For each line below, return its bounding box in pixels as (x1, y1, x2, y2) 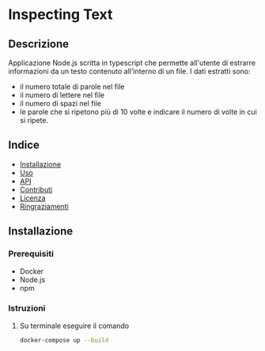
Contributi (19, 185, 53, 194)
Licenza (19, 193, 46, 203)
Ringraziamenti (19, 201, 69, 211)
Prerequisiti (8, 248, 54, 259)
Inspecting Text (8, 6, 113, 24)
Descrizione (8, 37, 70, 51)
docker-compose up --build (19, 336, 109, 344)
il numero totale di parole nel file (19, 82, 125, 91)
